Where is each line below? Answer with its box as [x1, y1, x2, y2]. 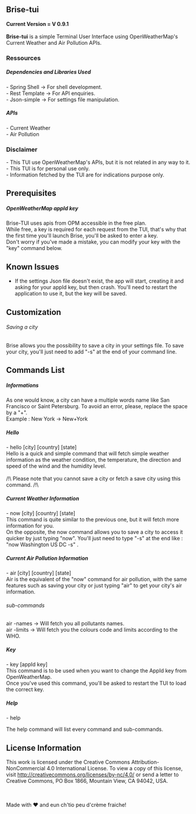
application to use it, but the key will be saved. [14, 290, 127, 297]
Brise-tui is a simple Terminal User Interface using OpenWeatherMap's [6, 32, 178, 40]
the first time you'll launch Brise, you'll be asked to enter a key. [6, 232, 158, 239]
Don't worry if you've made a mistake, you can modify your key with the [6, 238, 181, 245]
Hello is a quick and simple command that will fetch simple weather [6, 450, 170, 457]
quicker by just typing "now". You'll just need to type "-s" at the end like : [6, 535, 184, 542]
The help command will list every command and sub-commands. [6, 726, 164, 733]
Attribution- [131, 758, 160, 766]
